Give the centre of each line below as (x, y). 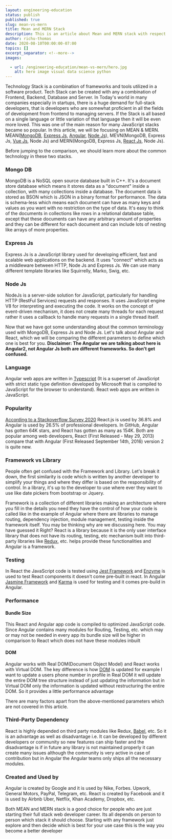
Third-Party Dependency (37, 720)
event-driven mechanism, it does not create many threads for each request (84, 311)
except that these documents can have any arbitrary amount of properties (83, 219)
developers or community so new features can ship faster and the (75, 742)
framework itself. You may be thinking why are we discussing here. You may (85, 524)
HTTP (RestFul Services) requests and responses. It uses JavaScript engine (85, 301)
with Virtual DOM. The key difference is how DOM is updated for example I (84, 669)
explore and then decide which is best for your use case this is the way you (85, 825)
